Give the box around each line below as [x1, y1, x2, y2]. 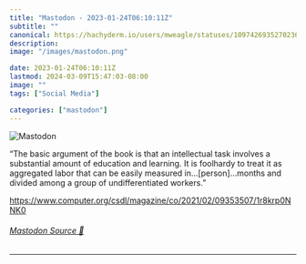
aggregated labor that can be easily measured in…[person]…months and [9, 168, 282, 178]
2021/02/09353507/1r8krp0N [180, 195, 291, 206]
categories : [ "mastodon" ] [9, 106, 107, 115]
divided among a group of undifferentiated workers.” [9, 177, 207, 188]
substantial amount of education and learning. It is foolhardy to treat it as [9, 157, 282, 168]
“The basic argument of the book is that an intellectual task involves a [9, 147, 270, 159]
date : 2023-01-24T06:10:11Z [9, 64, 117, 73]
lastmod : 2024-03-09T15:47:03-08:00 [9, 72, 148, 82]
